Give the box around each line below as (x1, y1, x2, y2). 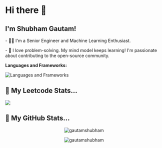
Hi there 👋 (5, 4, 46, 16)
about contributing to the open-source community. (5, 52, 110, 58)
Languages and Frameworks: (5, 62, 67, 68)
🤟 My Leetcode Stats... (5, 86, 77, 95)
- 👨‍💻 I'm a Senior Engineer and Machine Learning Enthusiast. (5, 37, 131, 43)
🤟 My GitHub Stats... (5, 114, 70, 122)
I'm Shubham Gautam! (5, 24, 76, 33)
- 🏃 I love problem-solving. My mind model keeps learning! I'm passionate (5, 47, 157, 53)
